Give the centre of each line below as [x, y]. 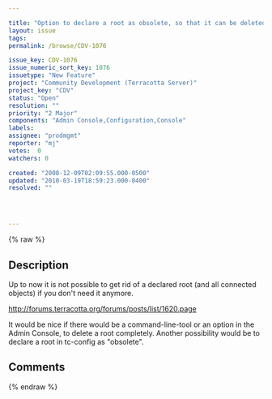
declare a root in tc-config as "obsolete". [76, 341]
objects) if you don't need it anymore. [71, 293]
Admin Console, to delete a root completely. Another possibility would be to [134, 332]
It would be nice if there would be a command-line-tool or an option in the [132, 324]
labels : [21, 128]
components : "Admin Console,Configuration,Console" [97, 121]
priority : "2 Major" [43, 113]
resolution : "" [34, 105]
